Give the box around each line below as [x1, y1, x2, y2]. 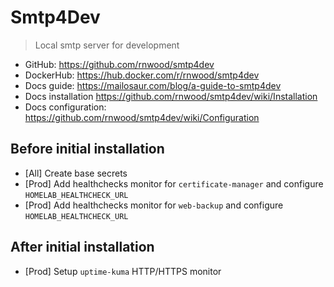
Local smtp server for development [34, 39, 180, 51]
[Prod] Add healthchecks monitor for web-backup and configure [24, 199, 284, 211]
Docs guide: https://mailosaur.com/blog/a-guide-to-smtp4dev [24, 79, 282, 91]
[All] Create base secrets [24, 167, 128, 179]
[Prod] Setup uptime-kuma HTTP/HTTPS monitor [24, 265, 222, 277]
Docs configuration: [24, 101, 107, 113]
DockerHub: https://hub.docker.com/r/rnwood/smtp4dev [24, 69, 260, 81]
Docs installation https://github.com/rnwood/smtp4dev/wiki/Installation [24, 90, 318, 102]
